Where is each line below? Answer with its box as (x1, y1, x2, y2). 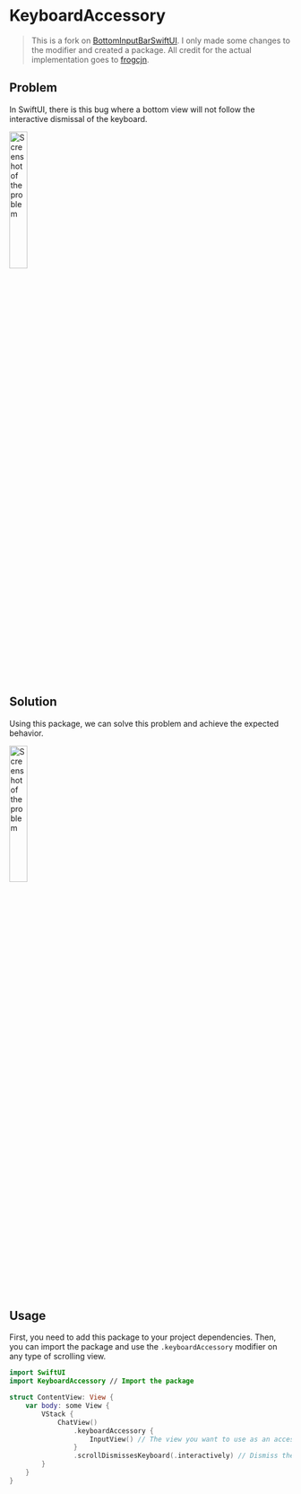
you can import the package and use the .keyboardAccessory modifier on (9, 1341, 278, 1352)
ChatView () (56, 1418, 99, 1427)
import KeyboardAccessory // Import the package (9, 1376, 194, 1386)
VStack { (41, 1410, 74, 1419)
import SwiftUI (9, 1368, 66, 1377)
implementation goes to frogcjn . (30, 54, 150, 65)
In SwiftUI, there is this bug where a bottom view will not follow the (9, 104, 255, 115)
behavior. (9, 728, 44, 738)
